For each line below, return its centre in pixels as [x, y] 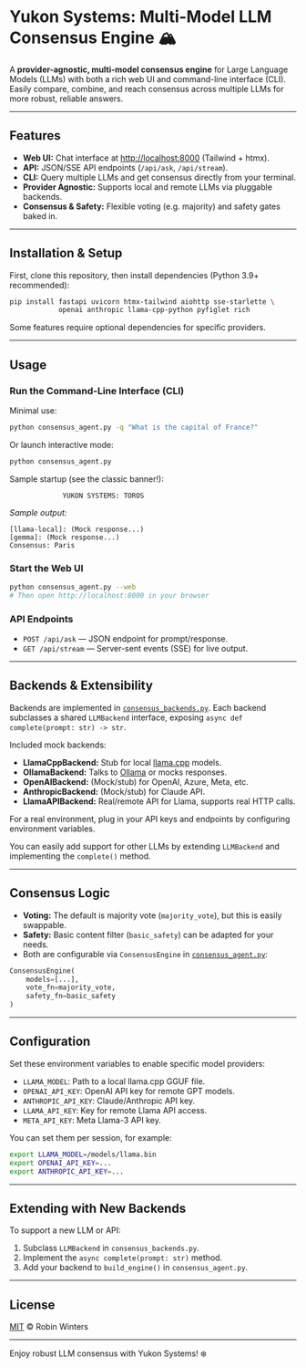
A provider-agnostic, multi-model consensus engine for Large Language [149, 69]
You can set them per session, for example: [91, 1137]
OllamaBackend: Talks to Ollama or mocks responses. [125, 772]
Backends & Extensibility [81, 686]
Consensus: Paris [42, 545]
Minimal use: [33, 411]
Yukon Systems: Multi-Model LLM [141, 17]
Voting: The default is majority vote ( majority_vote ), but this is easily [152, 915]
